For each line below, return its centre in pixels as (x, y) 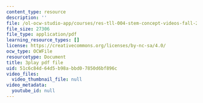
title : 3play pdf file (35, 62)
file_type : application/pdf (42, 35)
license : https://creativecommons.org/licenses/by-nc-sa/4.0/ (86, 46)
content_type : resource (36, 12)
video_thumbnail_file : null (47, 79)
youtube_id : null (34, 91)
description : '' (27, 18)
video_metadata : (27, 85)
